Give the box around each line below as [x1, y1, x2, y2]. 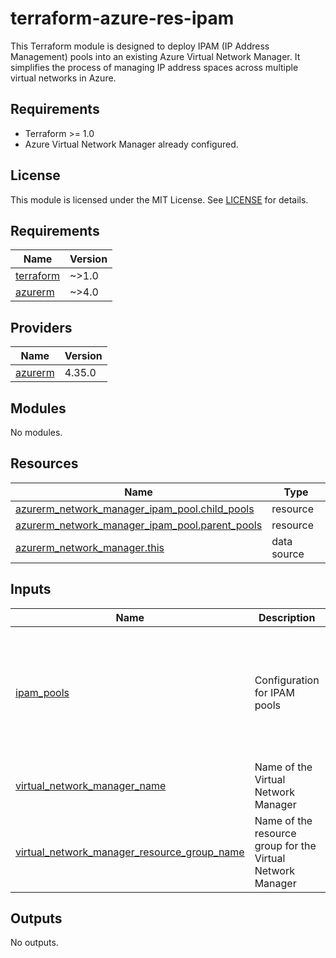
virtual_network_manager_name [15, 778, 167, 792]
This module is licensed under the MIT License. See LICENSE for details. [10, 193, 309, 206]
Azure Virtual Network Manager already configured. [24, 138, 239, 150]
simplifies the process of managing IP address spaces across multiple [10, 61, 299, 73]
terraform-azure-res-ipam [10, 7, 235, 30]
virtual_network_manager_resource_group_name [15, 845, 245, 859]
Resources [10, 455, 79, 472]
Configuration [254, 673, 320, 687]
